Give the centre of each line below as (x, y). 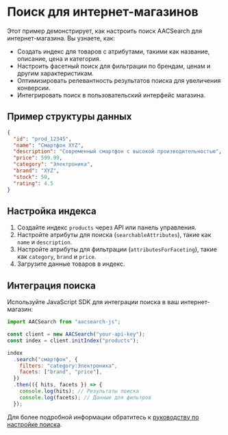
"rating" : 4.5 (33, 183)
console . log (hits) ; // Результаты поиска (79, 391)
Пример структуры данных (69, 117)
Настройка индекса (52, 211)
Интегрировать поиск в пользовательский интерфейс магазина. (111, 95)
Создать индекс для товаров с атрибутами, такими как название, (113, 51)
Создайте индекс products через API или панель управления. (107, 227)
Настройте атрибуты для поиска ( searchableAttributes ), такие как (114, 235)
